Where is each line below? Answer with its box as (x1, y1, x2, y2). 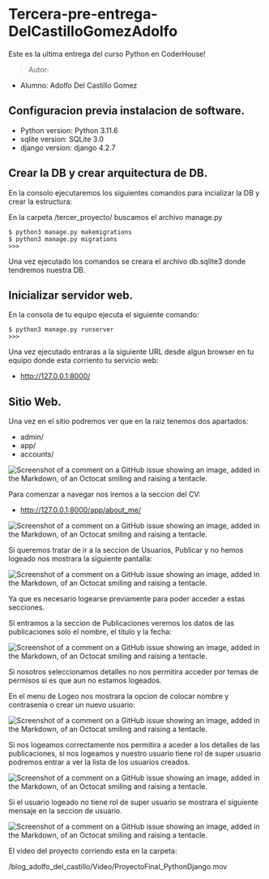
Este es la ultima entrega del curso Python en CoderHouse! (8, 49, 207, 58)
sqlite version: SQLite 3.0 (19, 134, 104, 144)
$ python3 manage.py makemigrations (8, 228, 132, 236)
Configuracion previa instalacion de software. (8, 104, 246, 118)
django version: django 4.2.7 (19, 143, 116, 153)
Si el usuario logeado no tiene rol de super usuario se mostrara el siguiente (8, 797, 259, 808)
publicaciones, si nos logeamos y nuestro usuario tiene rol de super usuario (8, 748, 262, 759)
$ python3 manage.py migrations (8, 235, 117, 243)
